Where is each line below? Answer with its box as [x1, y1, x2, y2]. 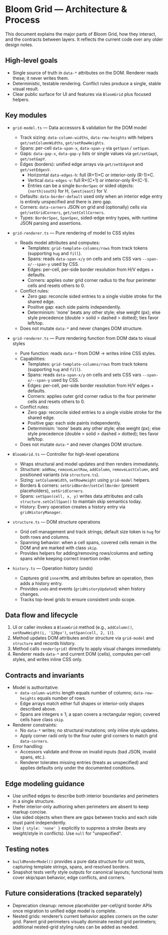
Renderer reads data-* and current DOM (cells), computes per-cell [12, 651, 150, 657]
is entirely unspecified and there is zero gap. [20, 198, 112, 205]
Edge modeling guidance [5, 779, 85, 788]
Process [5, 14, 40, 26]
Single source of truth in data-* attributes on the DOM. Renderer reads [12, 70, 158, 76]
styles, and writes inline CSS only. [12, 657, 83, 663]
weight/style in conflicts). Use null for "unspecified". [12, 831, 122, 836]
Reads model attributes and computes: [20, 240, 100, 246]
